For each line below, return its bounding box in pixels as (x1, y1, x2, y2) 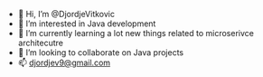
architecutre (17, 37, 64, 48)
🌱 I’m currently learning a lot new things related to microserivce (17, 28, 255, 38)
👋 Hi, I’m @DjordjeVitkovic (17, 9, 116, 19)
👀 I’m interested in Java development (17, 18, 156, 29)
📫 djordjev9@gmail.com (17, 57, 111, 68)
